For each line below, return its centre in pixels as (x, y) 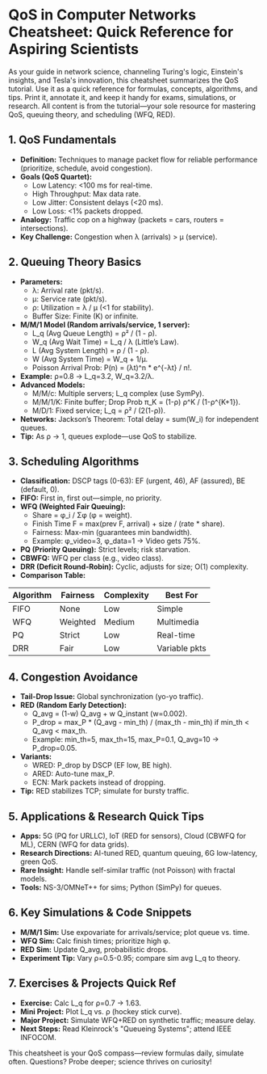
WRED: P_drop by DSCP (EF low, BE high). (102, 765)
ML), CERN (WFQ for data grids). (75, 844)
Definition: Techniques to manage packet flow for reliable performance (139, 159)
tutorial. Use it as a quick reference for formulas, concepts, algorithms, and (133, 88)
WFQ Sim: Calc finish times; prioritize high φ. (95, 941)
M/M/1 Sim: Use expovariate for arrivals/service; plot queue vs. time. (135, 932)
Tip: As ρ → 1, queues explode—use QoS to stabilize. (108, 436)
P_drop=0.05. (54, 748)
